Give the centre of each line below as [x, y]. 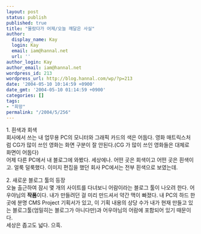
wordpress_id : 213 [29, 73]
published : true [26, 23]
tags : [13, 101]
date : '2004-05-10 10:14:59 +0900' [51, 85]
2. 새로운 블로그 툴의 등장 [36, 180]
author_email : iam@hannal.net [44, 67]
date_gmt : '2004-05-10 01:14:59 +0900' [56, 90]
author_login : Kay [29, 62]
